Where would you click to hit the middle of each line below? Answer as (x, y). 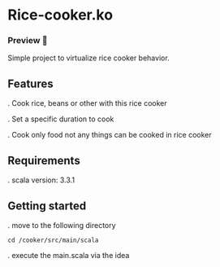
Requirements (44, 160)
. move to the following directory (62, 225)
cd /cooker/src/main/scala (53, 240)
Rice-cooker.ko (60, 15)
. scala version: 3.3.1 (41, 180)
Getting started (47, 206)
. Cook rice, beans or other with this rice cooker (87, 103)
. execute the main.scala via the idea (69, 255)
